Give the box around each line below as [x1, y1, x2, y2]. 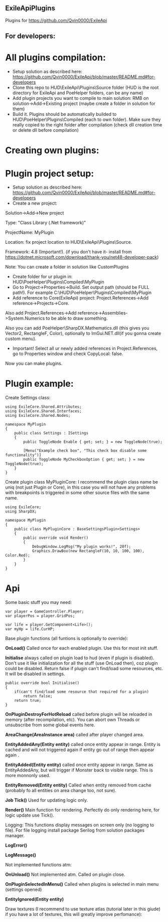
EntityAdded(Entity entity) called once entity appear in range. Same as [5, 762, 153, 768]
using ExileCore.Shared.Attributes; [5, 404, 82, 409]
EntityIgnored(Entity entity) [5, 896, 64, 902]
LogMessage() [5, 852, 37, 858]
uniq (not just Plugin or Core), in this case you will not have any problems [5, 484, 156, 491]
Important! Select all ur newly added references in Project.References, [12, 346, 158, 352]
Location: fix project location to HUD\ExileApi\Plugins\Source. [5, 239, 132, 245]
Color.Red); [5, 553, 30, 558]
